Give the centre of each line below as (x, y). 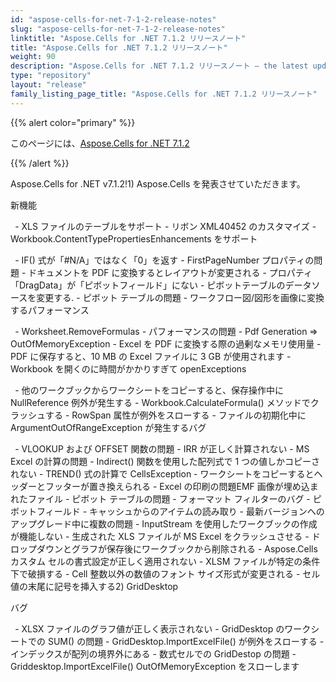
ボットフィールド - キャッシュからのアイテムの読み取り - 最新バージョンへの (167, 511)
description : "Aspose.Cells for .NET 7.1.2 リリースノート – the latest (159, 66)
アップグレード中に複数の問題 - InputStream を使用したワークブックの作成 (164, 523)
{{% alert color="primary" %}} (73, 122)
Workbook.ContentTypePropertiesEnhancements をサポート (134, 238)
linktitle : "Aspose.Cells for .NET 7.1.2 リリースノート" (128, 38)
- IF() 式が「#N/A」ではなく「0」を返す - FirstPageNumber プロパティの (164, 260)
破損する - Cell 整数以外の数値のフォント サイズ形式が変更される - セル (174, 573)
